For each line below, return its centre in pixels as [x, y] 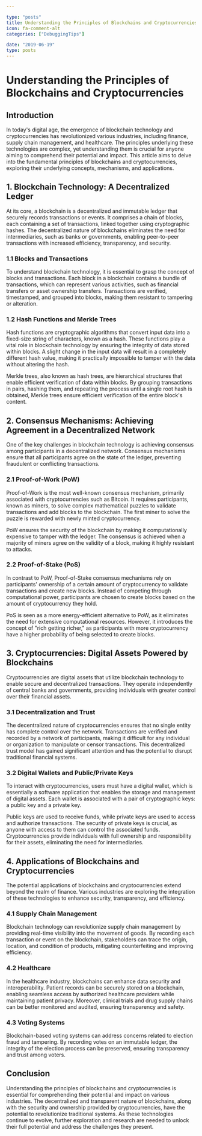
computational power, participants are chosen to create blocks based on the [101, 597]
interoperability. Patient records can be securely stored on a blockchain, [95, 987]
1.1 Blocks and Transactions [47, 259]
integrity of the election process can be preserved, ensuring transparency [98, 1048]
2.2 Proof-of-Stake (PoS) [44, 565]
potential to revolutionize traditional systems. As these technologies [90, 1114]
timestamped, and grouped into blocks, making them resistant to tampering [99, 297]
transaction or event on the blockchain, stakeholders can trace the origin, [97, 940]
